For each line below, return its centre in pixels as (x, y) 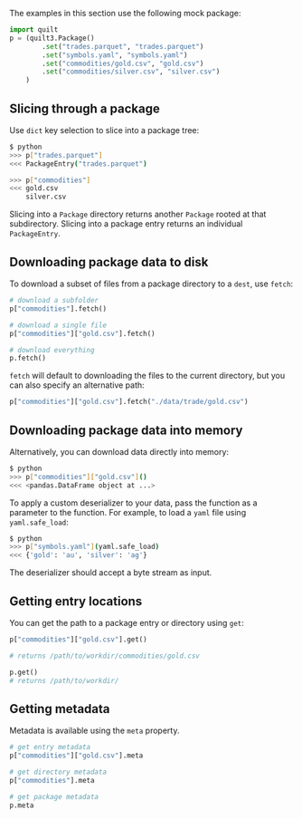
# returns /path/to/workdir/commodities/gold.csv (105, 656)
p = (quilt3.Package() (52, 38)
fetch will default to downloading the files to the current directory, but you (147, 376)
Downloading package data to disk (109, 262)
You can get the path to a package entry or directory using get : (127, 623)
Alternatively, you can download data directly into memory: (119, 451)
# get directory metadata (58, 772)
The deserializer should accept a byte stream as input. (111, 573)
